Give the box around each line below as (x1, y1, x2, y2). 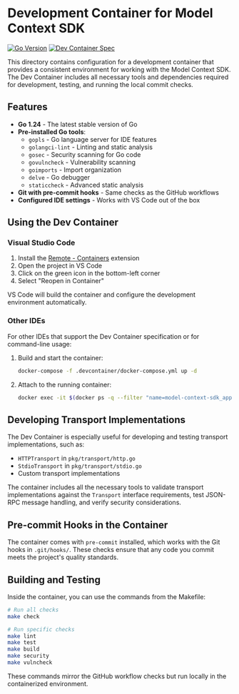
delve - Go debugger (28, 173, 91, 181)
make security (7, 653, 50, 660)
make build (7, 645, 40, 653)
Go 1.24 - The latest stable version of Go (17, 120, 138, 128)
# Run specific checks (7, 626, 75, 633)
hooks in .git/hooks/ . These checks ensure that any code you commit (7, 546, 215, 554)
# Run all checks (7, 606, 59, 613)
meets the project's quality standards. (7, 553, 119, 561)
